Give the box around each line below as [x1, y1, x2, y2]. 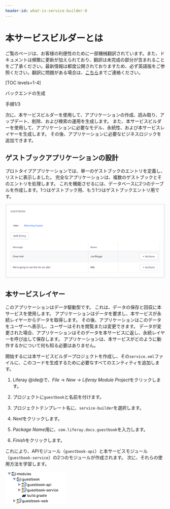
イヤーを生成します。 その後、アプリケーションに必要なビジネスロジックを [5, 130, 161, 137]
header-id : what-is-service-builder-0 [5, 8, 87, 13]
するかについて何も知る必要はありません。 [9, 342, 99, 349]
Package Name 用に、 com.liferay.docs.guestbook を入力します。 [12, 426, 148, 433]
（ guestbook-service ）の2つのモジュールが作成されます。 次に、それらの [5, 454, 158, 461]
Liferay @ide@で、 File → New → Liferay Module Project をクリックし [12, 377, 156, 383]
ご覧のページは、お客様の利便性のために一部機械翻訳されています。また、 [5, 50, 160, 56]
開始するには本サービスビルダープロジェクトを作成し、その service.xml [5, 353, 155, 359]
